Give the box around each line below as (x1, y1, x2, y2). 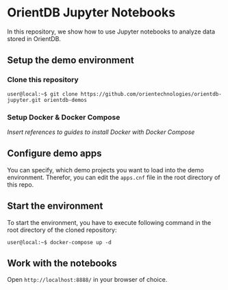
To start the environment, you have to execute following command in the (7, 218, 212, 226)
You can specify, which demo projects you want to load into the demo (7, 166, 204, 174)
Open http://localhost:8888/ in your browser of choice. (7, 276, 168, 284)
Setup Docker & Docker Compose (7, 112, 121, 122)
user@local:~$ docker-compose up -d (7, 239, 112, 246)
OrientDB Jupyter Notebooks (7, 5, 176, 21)
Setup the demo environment (7, 55, 135, 66)
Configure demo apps (7, 148, 102, 159)
